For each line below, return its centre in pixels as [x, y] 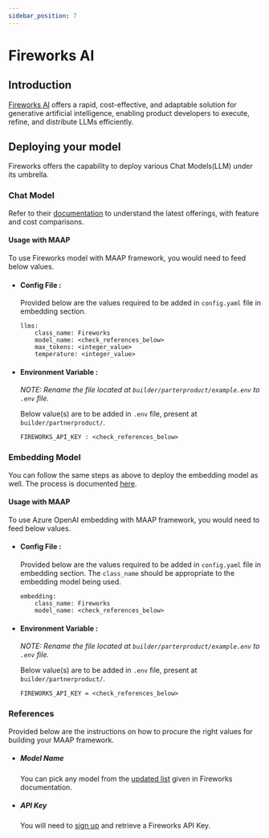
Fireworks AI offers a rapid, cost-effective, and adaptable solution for [122, 105]
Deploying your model [65, 147]
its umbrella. [29, 175]
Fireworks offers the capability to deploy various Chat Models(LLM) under [130, 166]
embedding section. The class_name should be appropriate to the [127, 573]
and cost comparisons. [46, 221]
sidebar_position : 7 [43, 16]
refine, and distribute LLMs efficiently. [71, 121]
